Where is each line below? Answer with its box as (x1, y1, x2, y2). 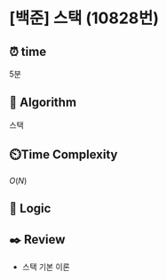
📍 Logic (9, 201, 52, 216)
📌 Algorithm (9, 95, 77, 110)
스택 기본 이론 (21, 261, 70, 272)
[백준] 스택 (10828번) (9, 8, 160, 28)
